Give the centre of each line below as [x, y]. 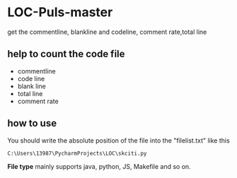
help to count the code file [66, 54]
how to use [32, 123]
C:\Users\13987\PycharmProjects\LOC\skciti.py [77, 153]
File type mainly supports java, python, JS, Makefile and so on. [99, 166]
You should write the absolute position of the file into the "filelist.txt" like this [118, 140]
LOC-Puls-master [60, 12]
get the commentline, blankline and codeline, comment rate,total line [107, 32]
